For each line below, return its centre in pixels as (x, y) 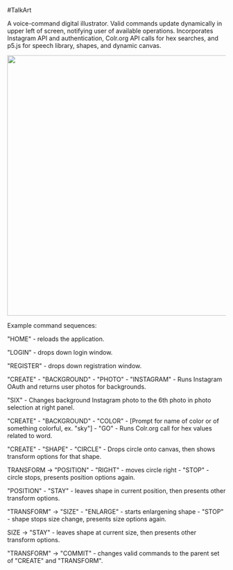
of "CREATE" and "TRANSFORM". (55, 561)
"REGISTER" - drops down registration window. (75, 366)
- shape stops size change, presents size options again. (87, 519)
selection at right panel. (41, 408)
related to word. (30, 436)
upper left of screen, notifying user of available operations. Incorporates (110, 31)
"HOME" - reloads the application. (56, 339)
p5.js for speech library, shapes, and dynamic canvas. (84, 45)
